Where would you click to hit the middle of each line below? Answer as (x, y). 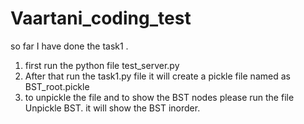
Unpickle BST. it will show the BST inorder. (112, 108)
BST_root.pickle (57, 86)
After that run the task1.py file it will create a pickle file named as (157, 76)
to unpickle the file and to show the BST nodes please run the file (159, 97)
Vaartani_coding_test (101, 18)
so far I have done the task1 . (69, 46)
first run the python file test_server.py (102, 65)
